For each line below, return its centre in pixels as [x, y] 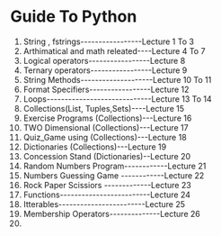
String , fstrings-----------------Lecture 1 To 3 [108, 41]
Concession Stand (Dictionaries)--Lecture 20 [107, 156]
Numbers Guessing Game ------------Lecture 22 [114, 175]
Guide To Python [74, 17]
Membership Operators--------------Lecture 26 [111, 213]
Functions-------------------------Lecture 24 [107, 195]
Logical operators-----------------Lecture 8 [104, 60]
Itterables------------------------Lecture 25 [104, 204]
